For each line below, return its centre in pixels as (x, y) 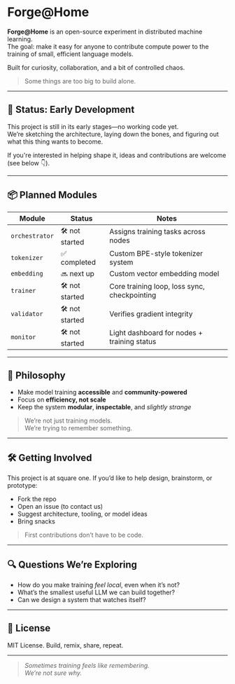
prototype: (22, 486)
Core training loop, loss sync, (157, 287)
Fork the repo (37, 499)
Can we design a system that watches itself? (81, 600)
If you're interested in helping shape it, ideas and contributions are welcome (117, 155)
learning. (20, 39)
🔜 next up (77, 273)
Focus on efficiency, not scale (62, 399)
